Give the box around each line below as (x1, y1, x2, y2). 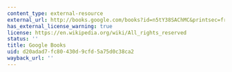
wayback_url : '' (7, 55, 54, 62)
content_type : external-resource (7, 10, 104, 17)
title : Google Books (7, 42, 67, 49)
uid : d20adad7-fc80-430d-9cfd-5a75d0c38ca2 (7, 49, 135, 56)
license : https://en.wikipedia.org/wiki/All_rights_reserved (7, 29, 187, 36)
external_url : (7, 16, 48, 23)
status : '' (7, 36, 39, 43)
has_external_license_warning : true (7, 23, 113, 29)
